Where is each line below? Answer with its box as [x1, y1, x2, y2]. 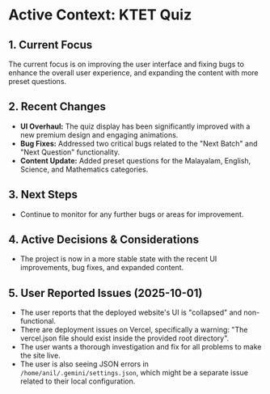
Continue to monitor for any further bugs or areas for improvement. [19, 209, 244, 219]
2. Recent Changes [8, 100, 107, 114]
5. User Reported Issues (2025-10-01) [8, 286, 203, 300]
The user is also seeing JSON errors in [19, 359, 150, 369]
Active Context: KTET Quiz [8, 6, 192, 24]
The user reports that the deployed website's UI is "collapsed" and [19, 307, 243, 317]
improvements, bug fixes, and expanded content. [19, 263, 184, 273]
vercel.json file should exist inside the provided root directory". [19, 333, 230, 343]
